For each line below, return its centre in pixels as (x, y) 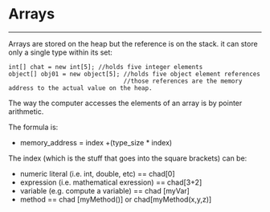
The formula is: (33, 127)
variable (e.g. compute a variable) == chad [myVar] (105, 190)
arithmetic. (26, 111)
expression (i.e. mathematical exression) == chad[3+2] (111, 182)
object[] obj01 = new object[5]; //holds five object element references (135, 74)
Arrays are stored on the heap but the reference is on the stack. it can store (133, 43)
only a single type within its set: (60, 52)
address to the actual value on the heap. (80, 88)
